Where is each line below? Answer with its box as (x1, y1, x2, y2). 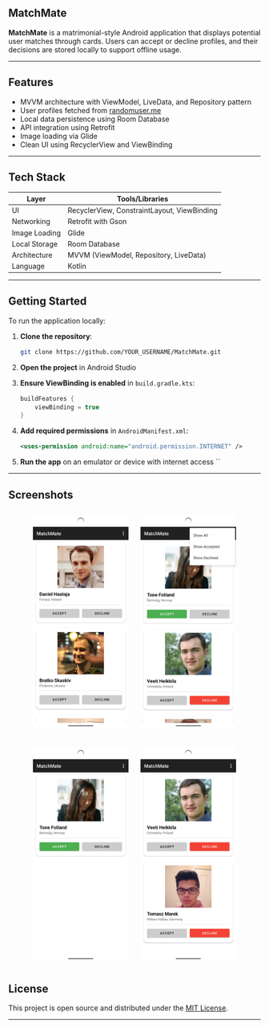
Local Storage (11, 239, 58, 248)
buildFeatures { (19, 394, 74, 402)
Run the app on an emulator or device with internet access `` (19, 457, 221, 467)
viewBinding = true (34, 403, 100, 411)
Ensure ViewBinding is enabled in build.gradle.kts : (19, 377, 195, 388)
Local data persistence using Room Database (19, 114, 170, 124)
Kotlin (67, 261, 86, 271)
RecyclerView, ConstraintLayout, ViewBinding (67, 206, 218, 215)
